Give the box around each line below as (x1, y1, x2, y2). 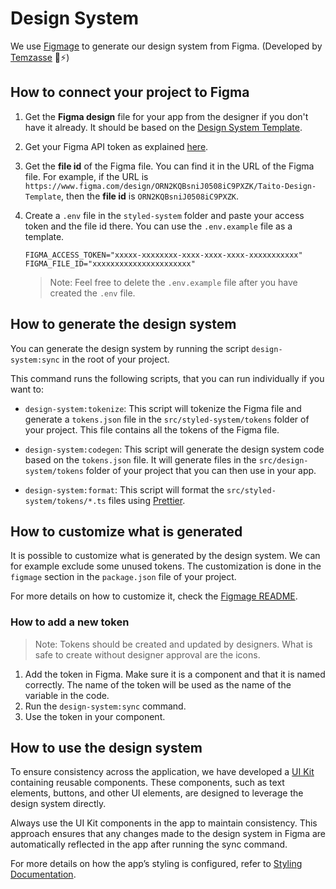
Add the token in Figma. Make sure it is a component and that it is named (24, 668, 326, 680)
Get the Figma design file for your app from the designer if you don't (24, 110, 309, 122)
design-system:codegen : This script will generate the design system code (24, 443, 325, 455)
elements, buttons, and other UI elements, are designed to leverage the (10, 787, 304, 799)
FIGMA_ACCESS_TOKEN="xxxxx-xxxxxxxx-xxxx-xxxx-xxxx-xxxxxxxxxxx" (24, 250, 303, 260)
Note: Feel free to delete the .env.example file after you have (49, 276, 298, 288)
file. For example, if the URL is (24, 170, 149, 182)
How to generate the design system (10, 316, 237, 333)
